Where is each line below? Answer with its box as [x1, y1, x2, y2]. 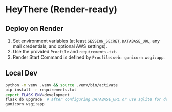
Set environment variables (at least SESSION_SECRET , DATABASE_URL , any [12, 38, 160, 44]
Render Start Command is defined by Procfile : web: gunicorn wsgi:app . [12, 54, 165, 60]
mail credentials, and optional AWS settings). [12, 43, 107, 49]
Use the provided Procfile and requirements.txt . [12, 49, 118, 54]
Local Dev [5, 69, 38, 78]
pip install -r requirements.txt [5, 87, 77, 92]
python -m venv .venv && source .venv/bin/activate [5, 82, 118, 88]
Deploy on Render [5, 24, 64, 33]
